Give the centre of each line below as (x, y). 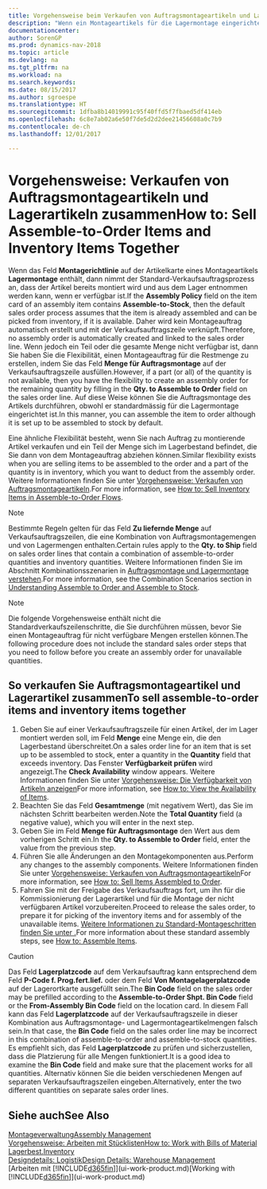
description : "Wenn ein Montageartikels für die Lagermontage (113, 23)
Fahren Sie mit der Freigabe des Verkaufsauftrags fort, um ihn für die (132, 890)
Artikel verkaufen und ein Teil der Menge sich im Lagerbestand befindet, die (133, 446)
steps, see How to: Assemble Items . (78, 941)
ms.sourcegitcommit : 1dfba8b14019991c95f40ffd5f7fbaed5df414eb (115, 112)
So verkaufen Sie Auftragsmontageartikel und (124, 685)
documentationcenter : (44, 30)
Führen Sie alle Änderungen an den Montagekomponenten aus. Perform (137, 856)
